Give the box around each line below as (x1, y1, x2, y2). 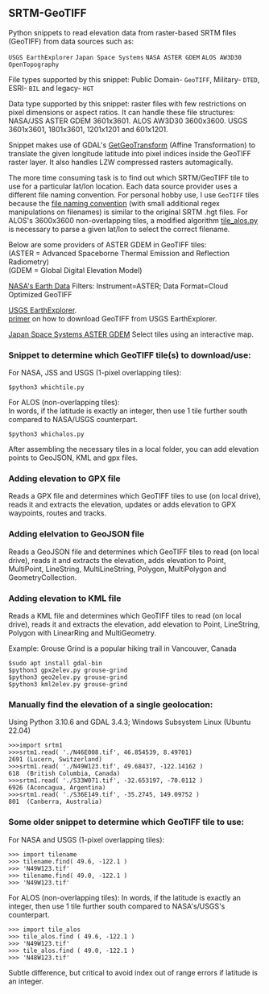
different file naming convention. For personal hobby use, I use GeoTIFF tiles (8, 189, 259, 200)
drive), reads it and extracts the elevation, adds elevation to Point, (8, 555, 226, 565)
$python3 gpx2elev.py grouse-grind (8, 666, 128, 674)
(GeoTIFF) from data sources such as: (8, 36, 134, 46)
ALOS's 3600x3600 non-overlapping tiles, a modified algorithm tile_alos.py (8, 215, 259, 225)
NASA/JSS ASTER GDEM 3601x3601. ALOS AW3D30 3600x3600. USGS (8, 116, 248, 126)
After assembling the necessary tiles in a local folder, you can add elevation (8, 445, 259, 454)
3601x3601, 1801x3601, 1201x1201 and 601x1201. (8, 124, 169, 134)
